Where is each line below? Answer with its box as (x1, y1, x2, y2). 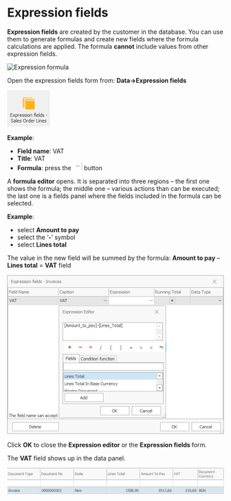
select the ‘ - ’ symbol (16, 233, 76, 241)
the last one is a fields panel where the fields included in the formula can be (7, 192, 222, 200)
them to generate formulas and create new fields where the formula (7, 34, 199, 43)
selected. (7, 198, 34, 207)
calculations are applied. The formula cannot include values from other (7, 42, 209, 50)
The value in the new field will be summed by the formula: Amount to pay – (7, 254, 220, 262)
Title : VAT (16, 154, 46, 163)
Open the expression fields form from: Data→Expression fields (7, 76, 187, 84)
